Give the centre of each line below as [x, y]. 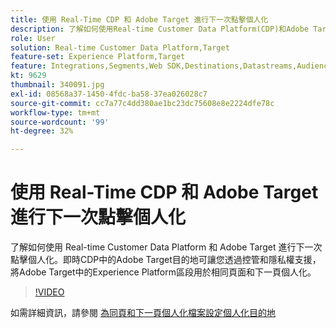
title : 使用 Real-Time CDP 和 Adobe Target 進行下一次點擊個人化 [139, 19]
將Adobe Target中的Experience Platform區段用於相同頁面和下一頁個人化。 [163, 272]
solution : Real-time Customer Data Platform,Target [120, 47]
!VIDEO [49, 292]
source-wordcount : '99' [60, 122]
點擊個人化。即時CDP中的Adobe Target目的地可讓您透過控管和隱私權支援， [166, 260]
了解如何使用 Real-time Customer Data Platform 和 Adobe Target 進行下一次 [166, 247]
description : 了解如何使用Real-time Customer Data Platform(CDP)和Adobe [159, 29]
